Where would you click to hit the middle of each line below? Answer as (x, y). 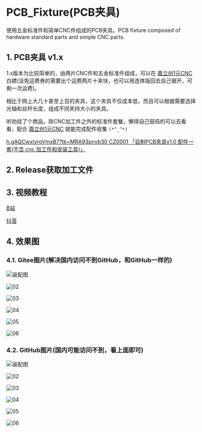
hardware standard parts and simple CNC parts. (66, 37)
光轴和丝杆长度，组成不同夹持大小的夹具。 (59, 108)
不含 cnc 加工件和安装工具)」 (50, 149)
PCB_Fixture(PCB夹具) (63, 12)
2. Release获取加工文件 (50, 170)
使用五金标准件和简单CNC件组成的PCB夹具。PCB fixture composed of (93, 30)
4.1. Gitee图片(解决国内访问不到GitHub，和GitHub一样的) (89, 260)
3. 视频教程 (27, 193)
